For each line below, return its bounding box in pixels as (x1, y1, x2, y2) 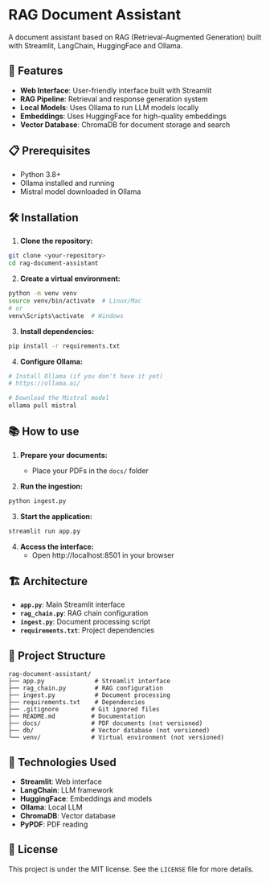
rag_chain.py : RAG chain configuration (19, 608, 149, 618)
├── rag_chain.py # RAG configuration (8, 684, 163, 693)
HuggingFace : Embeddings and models (19, 794, 153, 803)
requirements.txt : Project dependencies (19, 625, 155, 635)
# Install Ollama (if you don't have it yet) (8, 372, 163, 380)
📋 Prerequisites (8, 144, 91, 158)
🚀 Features (8, 64, 63, 78)
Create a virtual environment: (19, 274, 121, 283)
